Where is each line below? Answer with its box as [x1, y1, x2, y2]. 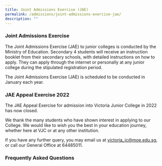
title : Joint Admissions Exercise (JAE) [5, 7, 89, 12]
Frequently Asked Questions [5, 154, 74, 161]
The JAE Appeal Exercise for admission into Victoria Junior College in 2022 [5, 102, 157, 108]
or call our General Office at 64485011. [5, 142, 83, 148]
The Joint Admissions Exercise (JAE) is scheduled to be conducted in [5, 74, 145, 80]
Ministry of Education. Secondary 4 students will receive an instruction [5, 48, 148, 54]
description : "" [5, 16, 38, 21]
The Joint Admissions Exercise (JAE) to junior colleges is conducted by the [5, 44, 157, 49]
